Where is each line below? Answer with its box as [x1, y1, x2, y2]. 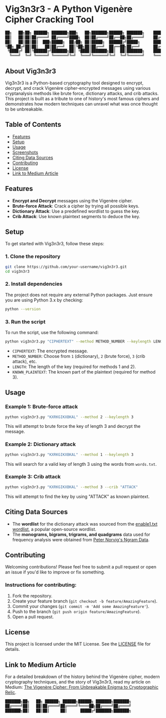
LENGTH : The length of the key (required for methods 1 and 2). [12, 364, 136, 370]
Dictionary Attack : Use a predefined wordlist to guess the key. [12, 208, 140, 214]
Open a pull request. [12, 613, 54, 620]
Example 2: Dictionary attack [5, 441, 76, 448]
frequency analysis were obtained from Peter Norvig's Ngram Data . [12, 536, 150, 542]
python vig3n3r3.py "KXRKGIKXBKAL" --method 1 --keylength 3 [5, 452, 134, 457]
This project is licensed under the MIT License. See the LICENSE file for [5, 641, 151, 647]
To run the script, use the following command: [5, 329, 99, 335]
